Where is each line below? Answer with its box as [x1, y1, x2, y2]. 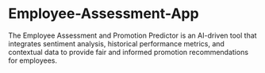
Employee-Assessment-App [8, 5, 200, 23]
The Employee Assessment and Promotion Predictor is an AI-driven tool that [8, 31, 257, 40]
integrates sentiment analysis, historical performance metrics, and [8, 38, 225, 48]
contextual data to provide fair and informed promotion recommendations [8, 47, 248, 57]
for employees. [8, 56, 58, 65]
